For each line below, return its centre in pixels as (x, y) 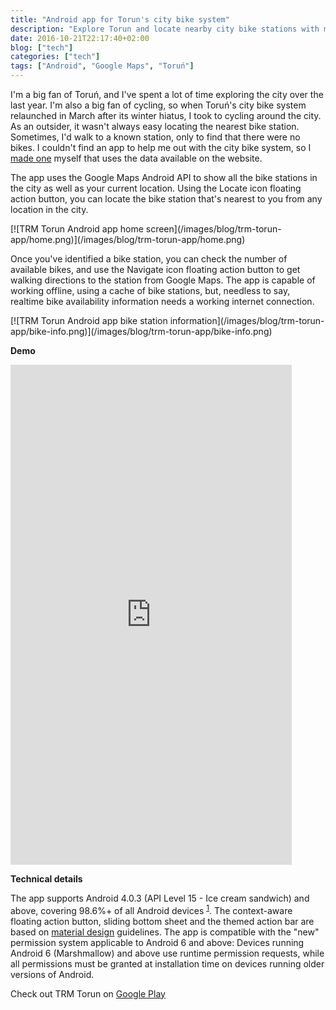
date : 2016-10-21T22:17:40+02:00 (80, 38)
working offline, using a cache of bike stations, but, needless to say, (150, 290)
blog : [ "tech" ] (42, 47)
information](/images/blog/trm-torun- (247, 320)
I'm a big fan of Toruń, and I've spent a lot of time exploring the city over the (167, 94)
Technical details (46, 879)
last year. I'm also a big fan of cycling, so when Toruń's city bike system (158, 105)
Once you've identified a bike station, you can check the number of (149, 259)
